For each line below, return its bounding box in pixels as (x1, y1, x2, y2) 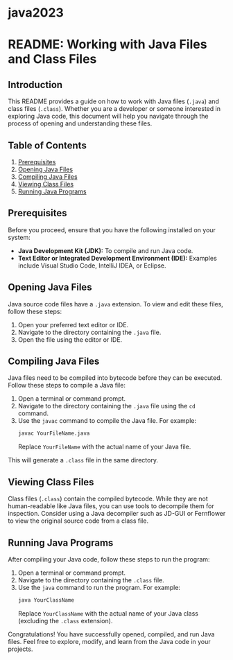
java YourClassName (17, 596, 75, 604)
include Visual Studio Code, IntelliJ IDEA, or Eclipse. (17, 261, 166, 270)
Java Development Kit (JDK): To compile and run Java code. (17, 246, 193, 254)
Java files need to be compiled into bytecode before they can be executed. (8, 374, 223, 382)
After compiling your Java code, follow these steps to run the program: (8, 555, 210, 563)
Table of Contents (8, 139, 87, 151)
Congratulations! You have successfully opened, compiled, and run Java (8, 629, 215, 639)
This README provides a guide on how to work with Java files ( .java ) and (8, 97, 219, 105)
